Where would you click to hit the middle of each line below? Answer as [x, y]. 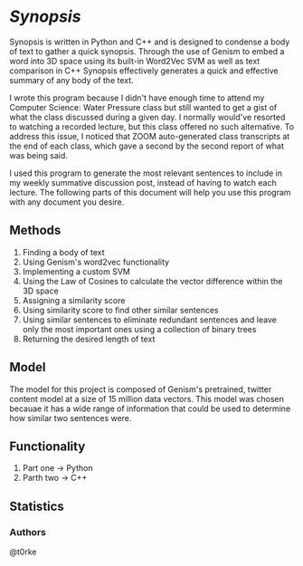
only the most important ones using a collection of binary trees [139, 329]
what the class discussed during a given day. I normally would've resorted [147, 117]
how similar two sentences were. [71, 417]
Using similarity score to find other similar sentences [120, 310]
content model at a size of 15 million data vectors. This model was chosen [147, 398]
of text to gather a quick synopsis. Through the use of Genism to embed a [147, 51]
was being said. [38, 155]
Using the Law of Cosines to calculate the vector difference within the [152, 281]
